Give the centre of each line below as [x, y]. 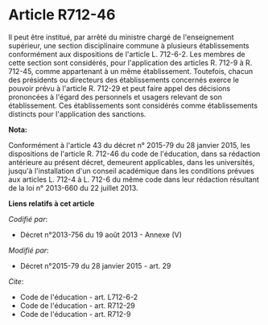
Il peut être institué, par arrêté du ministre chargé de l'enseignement [122, 37]
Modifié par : [29, 250]
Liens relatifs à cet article [52, 204]
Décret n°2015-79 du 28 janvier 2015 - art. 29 [95, 265]
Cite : [16, 281]
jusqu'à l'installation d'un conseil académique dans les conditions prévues [132, 171]
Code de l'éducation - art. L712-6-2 [79, 297]
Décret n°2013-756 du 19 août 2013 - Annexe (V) [101, 234]
